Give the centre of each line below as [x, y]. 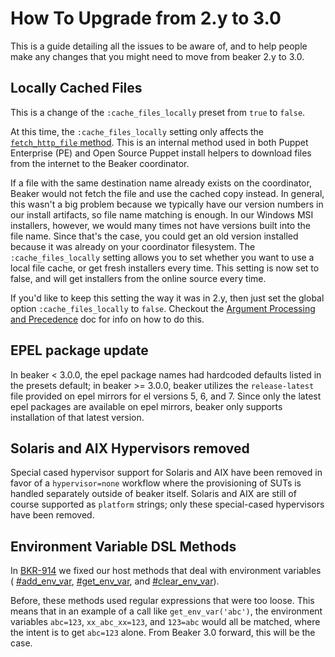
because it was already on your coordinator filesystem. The [133, 246]
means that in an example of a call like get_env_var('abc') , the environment [166, 611]
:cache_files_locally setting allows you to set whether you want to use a [162, 257]
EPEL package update [79, 350]
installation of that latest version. [77, 417]
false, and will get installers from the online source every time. [138, 278]
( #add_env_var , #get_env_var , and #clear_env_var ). [115, 581]
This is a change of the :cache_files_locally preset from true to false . [158, 112]
